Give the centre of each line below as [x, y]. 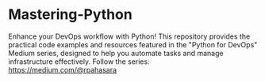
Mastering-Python [70, 15]
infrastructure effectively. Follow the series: [79, 61]
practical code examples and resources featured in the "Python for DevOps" [133, 44]
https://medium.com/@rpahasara [63, 69]
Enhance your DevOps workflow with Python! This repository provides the [129, 36]
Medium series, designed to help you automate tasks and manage [116, 53]
